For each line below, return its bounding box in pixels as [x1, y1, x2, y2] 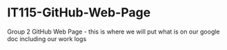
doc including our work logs [7, 34, 87, 42]
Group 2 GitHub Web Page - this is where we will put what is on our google [7, 27, 220, 36]
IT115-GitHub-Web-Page [7, 5, 151, 21]
